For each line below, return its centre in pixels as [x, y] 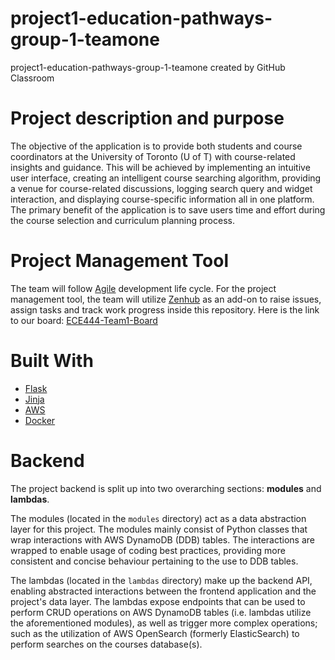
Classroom [32, 78]
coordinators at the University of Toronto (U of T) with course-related [153, 156]
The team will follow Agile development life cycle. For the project [143, 288]
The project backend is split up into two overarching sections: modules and [166, 488]
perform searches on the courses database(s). [106, 644]
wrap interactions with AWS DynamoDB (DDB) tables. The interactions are [162, 539]
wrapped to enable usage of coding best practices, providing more [148, 550]
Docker [40, 420]
